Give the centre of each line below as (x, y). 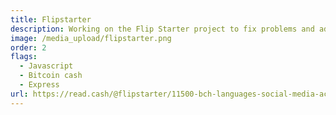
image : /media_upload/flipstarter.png (91, 38)
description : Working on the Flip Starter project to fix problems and (162, 29)
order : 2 (28, 47)
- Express (39, 85)
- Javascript (46, 66)
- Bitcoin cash (51, 76)
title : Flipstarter (51, 19)
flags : (24, 57)
